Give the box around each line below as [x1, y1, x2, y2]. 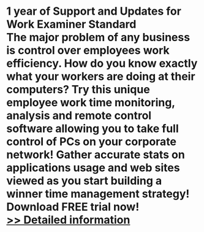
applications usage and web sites [6, 161, 180, 175]
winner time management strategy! [6, 187, 190, 201]
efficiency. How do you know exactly [6, 56, 198, 71]
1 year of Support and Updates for [6, 4, 182, 18]
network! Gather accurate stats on [6, 148, 185, 162]
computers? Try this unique [6, 83, 150, 96]
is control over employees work [6, 44, 170, 58]
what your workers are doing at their [6, 69, 195, 83]
